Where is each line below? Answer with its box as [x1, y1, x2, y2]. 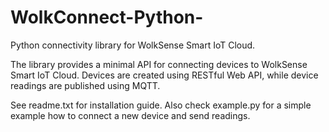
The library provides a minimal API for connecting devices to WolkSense [10, 58, 308, 70]
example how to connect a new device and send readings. [10, 109, 251, 121]
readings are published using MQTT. [10, 79, 161, 91]
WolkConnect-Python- [10, 6, 204, 29]
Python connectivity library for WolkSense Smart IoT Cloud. [10, 39, 256, 51]
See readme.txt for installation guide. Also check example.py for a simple [10, 99, 312, 111]
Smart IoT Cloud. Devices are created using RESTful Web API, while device [10, 69, 319, 81]
